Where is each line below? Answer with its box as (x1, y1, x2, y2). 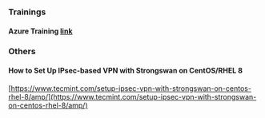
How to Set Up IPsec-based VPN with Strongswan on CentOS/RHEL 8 (8, 66, 243, 76)
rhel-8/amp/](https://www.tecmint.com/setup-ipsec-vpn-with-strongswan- (8, 92, 257, 101)
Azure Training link (8, 26, 74, 36)
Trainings (8, 6, 46, 18)
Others (8, 46, 36, 57)
